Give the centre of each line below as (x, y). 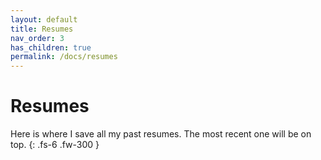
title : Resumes (42, 29)
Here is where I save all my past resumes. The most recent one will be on (161, 134)
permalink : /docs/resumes (64, 57)
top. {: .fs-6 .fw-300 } (55, 145)
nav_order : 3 (37, 38)
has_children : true (51, 47)
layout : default (44, 19)
